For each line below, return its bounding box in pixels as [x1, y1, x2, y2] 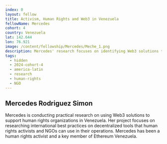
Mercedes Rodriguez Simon [5, 99, 93, 108]
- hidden [9, 58, 28, 63]
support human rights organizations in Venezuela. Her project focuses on [5, 117, 155, 124]
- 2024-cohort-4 [9, 62, 43, 67]
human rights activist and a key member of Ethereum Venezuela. [5, 133, 138, 139]
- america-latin [9, 67, 43, 72]
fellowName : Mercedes [5, 21, 50, 26]
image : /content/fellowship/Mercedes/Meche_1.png [5, 44, 110, 49]
